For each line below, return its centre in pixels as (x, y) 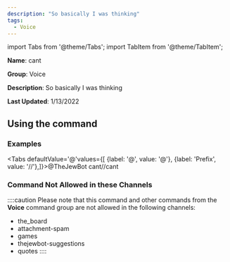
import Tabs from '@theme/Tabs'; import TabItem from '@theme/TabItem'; (115, 47)
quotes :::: (32, 251)
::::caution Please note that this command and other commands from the (112, 200)
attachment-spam (43, 229)
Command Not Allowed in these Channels (80, 185)
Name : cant (24, 61)
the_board (32, 221)
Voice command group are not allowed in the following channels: (101, 208)
